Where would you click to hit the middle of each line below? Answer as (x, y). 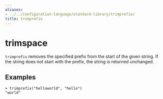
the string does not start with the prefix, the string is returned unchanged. (80, 62)
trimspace (26, 43)
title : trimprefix (24, 19)
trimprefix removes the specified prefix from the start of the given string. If (82, 56)
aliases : (14, 10)
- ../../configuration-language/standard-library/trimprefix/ (70, 14)
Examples (20, 77)
